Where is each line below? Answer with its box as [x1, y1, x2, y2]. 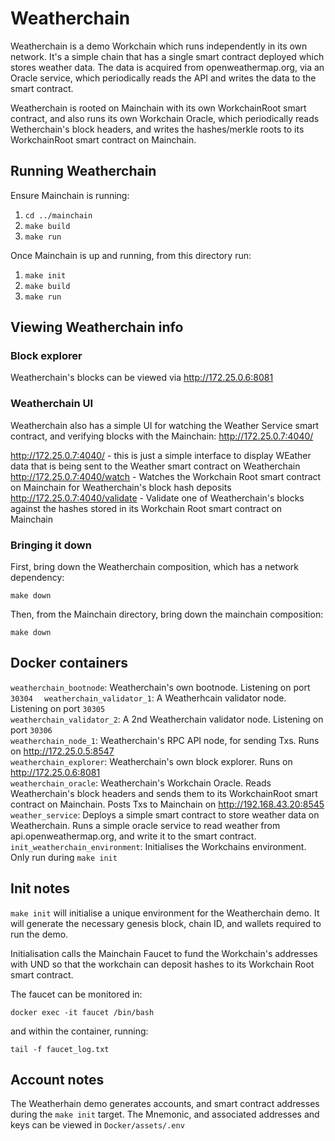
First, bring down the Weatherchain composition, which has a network [10, 561, 300, 573]
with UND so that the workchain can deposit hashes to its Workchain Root [10, 958, 315, 970]
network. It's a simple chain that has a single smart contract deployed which [10, 50, 325, 62]
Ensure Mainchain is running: [10, 189, 130, 201]
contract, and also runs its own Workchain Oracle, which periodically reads [10, 112, 320, 124]
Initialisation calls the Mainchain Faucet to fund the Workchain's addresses [10, 947, 318, 959]
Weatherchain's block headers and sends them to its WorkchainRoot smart [10, 787, 318, 799]
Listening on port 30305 [10, 702, 106, 714]
